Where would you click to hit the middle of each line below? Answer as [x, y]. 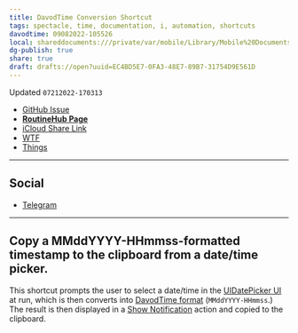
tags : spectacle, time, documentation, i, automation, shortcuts [132, 26]
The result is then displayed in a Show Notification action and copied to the [146, 309]
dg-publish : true [41, 51]
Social [27, 183]
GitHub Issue [46, 109]
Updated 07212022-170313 [56, 92]
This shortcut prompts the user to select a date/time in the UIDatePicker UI [145, 290]
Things [35, 147]
